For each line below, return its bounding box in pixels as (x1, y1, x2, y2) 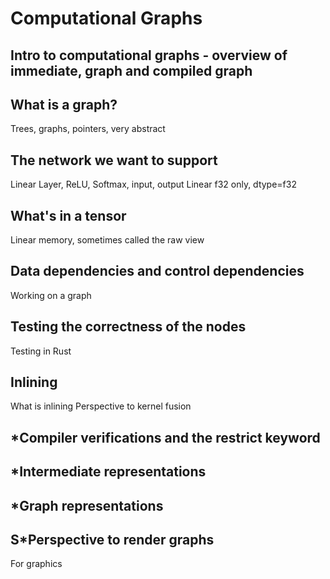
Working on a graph (10, 289, 92, 301)
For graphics (10, 558, 63, 570)
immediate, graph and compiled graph (10, 62, 253, 79)
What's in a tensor (10, 207, 127, 224)
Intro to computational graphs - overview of (10, 47, 288, 64)
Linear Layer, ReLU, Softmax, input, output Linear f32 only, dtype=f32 (10, 178, 297, 191)
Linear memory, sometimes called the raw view (10, 234, 205, 246)
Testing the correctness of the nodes (10, 318, 247, 336)
